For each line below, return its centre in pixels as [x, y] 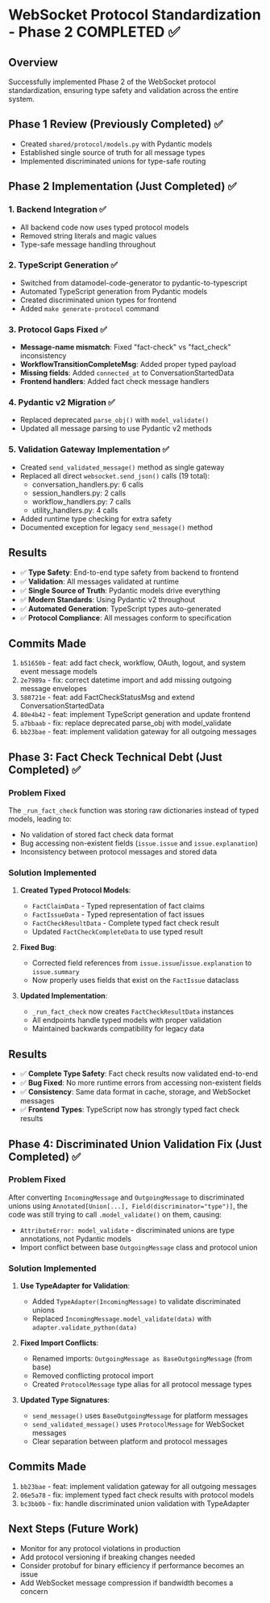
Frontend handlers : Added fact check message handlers [114, 382]
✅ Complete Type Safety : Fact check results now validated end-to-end [139, 1074]
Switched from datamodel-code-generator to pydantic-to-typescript [133, 283]
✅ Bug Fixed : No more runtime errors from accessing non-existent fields [141, 1083]
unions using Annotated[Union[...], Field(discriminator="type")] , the [128, 1205]
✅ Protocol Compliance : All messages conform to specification [126, 618]
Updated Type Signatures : [65, 1400]
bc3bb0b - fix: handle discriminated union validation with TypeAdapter [135, 1503]
